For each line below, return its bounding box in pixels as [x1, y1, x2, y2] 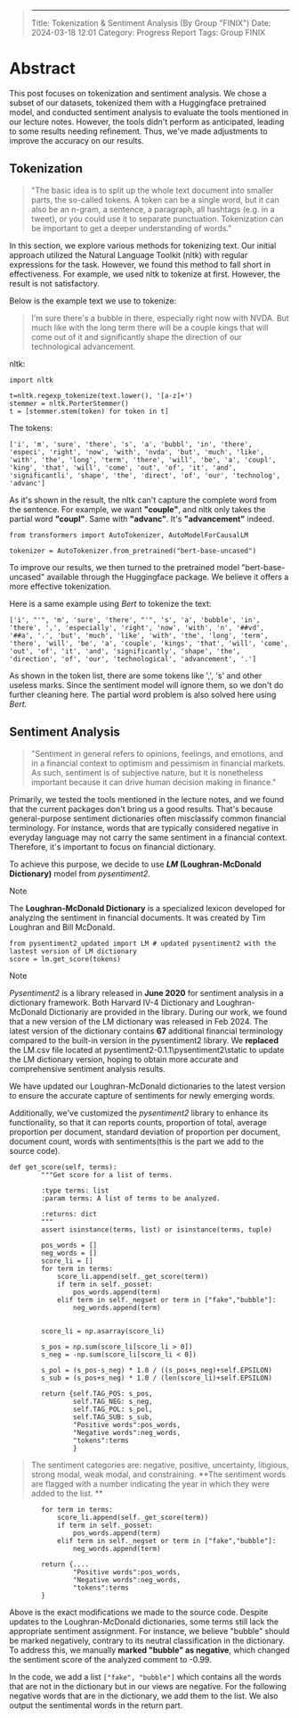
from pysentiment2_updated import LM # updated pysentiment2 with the [9, 939, 277, 948]
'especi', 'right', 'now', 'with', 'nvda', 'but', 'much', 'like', [9, 447, 265, 456]
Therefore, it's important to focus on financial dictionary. [9, 841, 216, 852]
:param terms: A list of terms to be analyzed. [41, 1193, 221, 1203]
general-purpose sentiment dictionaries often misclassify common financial [9, 813, 287, 824]
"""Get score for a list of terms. [41, 1170, 174, 1179]
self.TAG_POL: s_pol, [72, 1405, 153, 1414]
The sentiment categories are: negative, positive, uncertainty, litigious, [30, 1459, 289, 1470]
